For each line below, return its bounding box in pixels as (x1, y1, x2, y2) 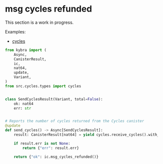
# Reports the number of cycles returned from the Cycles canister (5, 119, 145, 124)
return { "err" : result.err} (22, 146, 79, 150)
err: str (14, 106, 32, 111)
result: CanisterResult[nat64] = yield (14, 132, 95, 137)
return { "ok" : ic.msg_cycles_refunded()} (14, 154, 98, 159)
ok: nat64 (14, 101, 34, 106)
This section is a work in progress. (5, 19, 74, 25)
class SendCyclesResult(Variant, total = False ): (5, 97, 103, 101)
